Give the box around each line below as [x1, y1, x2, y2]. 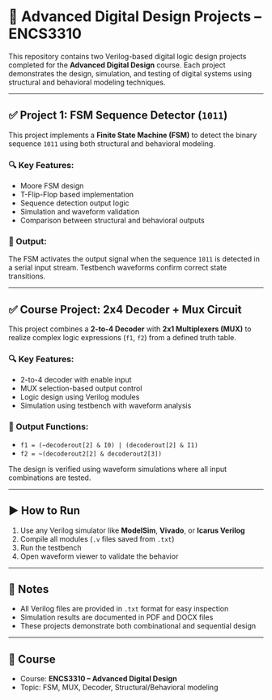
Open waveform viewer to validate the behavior [19, 551, 179, 561]
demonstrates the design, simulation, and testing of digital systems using [8, 68, 253, 78]
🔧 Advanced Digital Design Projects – [8, 7, 261, 26]
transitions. [8, 271, 46, 281]
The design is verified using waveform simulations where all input [8, 464, 227, 473]
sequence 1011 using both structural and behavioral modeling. [8, 138, 216, 149]
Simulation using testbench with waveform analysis [19, 401, 192, 411]
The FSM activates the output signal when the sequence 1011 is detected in [8, 254, 261, 264]
